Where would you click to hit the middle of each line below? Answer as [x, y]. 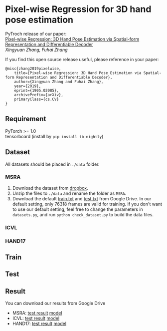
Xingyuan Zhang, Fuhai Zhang [37, 50]
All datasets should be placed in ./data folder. [52, 164]
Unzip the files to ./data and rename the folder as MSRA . [69, 193]
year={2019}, [28, 86]
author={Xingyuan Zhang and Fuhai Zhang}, [59, 82]
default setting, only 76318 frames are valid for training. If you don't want [87, 204]
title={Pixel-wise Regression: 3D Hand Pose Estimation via [78, 73]
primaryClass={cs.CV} [36, 99]
